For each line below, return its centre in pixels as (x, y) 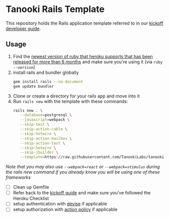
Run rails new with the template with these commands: (70, 101)
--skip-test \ (35, 125)
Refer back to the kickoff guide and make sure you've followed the (82, 193)
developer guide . (23, 28)
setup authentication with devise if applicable (60, 204)
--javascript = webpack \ (45, 120)
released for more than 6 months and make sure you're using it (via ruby (88, 62)
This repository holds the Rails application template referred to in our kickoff (84, 23)
